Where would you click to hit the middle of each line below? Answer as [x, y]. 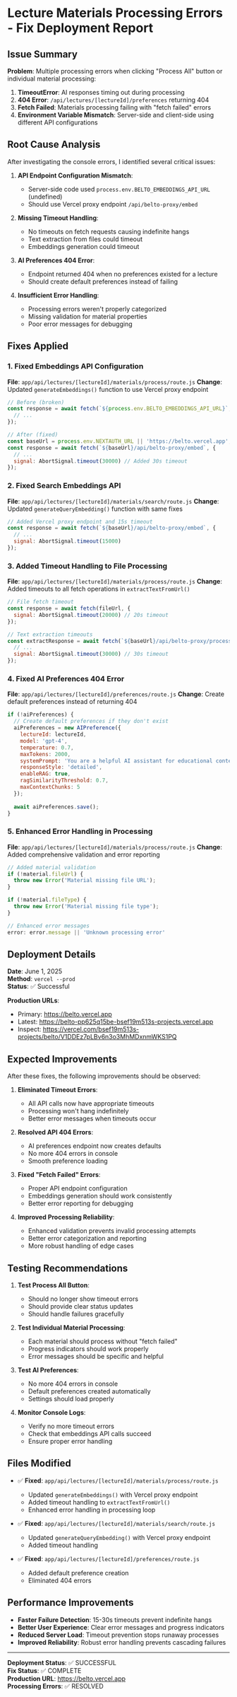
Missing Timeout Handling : [58, 218]
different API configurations [57, 122]
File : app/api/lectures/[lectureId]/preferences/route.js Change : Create [116, 694]
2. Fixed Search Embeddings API [64, 486]
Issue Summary [42, 54]
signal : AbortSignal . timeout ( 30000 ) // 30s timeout [91, 654]
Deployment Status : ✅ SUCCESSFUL [62, 1662]
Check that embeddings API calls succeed [90, 1434]
